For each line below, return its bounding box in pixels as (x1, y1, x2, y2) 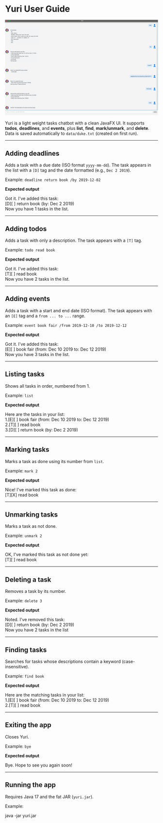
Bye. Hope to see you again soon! (5, 762, 73, 768)
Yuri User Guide (5, 3, 70, 15)
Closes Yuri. (5, 734, 29, 740)
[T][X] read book (5, 492, 39, 498)
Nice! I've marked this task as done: (5, 486, 77, 492)
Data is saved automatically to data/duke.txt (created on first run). (5, 130, 138, 137)
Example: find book (5, 673, 45, 679)
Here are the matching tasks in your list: (5, 692, 85, 698)
